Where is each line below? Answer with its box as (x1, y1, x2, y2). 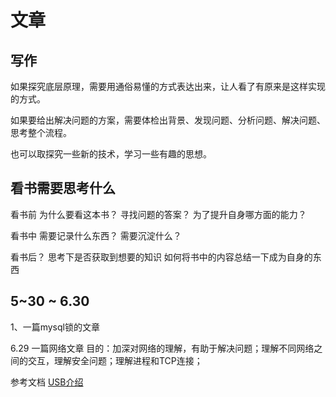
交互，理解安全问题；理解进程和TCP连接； (27, 354, 203, 366)
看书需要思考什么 (10, 180, 116, 197)
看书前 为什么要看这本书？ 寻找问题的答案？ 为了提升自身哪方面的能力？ (10, 208, 307, 220)
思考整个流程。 (10, 127, 72, 138)
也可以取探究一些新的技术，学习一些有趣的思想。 (10, 148, 212, 160)
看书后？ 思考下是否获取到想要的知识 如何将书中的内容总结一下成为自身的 (10, 251, 313, 263)
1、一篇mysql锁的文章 (10, 321, 100, 333)
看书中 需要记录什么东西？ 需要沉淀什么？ (10, 229, 182, 241)
